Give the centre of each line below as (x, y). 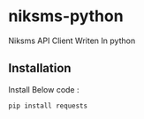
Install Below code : (44, 89)
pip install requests (48, 106)
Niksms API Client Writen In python (72, 41)
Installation (40, 68)
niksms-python (66, 16)
